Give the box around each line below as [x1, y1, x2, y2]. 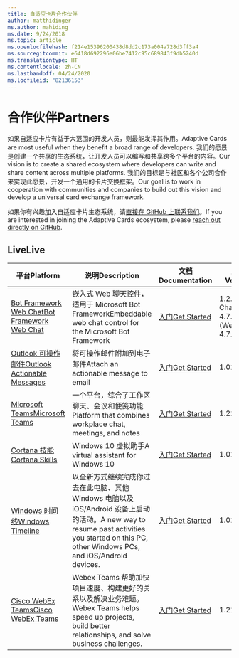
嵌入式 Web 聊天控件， [72, 289, 149, 299]
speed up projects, [72, 612, 135, 622]
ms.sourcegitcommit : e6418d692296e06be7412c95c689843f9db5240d [7, 51, 199, 58]
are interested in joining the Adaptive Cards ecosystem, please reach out [7, 216, 221, 224]
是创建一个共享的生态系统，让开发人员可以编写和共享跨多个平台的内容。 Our [7, 152, 230, 161]
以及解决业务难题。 [79, 594, 144, 604]
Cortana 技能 [11, 445, 55, 455]
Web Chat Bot [11, 307, 55, 317]
